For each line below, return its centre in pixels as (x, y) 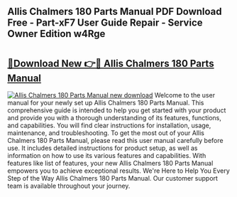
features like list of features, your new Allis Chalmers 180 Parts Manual (110, 163)
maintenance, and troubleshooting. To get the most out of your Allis (106, 133)
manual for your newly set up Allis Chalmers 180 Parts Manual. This (106, 103)
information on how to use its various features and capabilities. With (107, 155)
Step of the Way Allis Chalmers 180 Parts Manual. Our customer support (113, 178)
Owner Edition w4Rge (56, 34)
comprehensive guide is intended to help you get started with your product (117, 110)
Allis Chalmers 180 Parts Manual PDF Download (115, 12)
